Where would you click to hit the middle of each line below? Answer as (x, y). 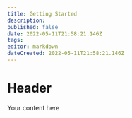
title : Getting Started (42, 14)
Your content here (34, 107)
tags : (15, 40)
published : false (33, 27)
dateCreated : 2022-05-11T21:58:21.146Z (66, 54)
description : (26, 20)
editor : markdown (33, 47)
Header (29, 88)
